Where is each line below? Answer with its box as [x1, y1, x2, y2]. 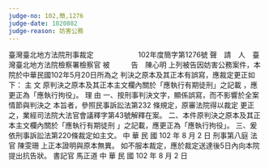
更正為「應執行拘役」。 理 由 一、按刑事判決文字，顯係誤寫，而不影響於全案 [8, 90, 259, 100]
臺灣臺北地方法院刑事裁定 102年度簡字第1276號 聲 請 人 [8, 50, 246, 60]
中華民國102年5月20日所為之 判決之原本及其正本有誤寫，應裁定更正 [22, 70, 249, 80]
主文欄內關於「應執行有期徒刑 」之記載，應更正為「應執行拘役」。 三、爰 [15, 120, 258, 130]
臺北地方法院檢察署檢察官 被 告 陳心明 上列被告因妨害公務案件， [15, 60, 254, 69]
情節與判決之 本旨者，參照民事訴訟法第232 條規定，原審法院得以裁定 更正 [8, 100, 255, 110]
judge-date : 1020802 [8, 19, 79, 27]
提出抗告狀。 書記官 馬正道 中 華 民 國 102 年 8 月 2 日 [8, 151, 188, 161]
